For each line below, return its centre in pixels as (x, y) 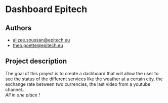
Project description (36, 61)
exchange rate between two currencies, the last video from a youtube (78, 84)
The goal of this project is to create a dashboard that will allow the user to (82, 73)
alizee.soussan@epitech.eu (41, 40)
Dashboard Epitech (46, 9)
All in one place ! (23, 95)
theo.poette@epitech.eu (38, 45)
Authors (18, 28)
